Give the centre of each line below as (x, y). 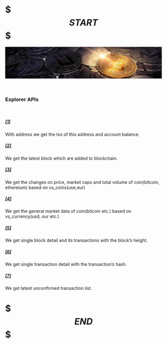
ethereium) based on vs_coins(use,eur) (45, 187)
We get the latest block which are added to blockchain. (61, 158)
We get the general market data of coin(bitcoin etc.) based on (68, 211)
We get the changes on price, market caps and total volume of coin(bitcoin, (83, 182)
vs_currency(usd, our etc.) (32, 216)
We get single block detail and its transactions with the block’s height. (77, 241)
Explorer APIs (22, 99)
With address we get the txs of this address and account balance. (73, 134)
